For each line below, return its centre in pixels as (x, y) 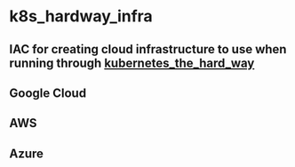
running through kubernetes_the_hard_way (132, 63)
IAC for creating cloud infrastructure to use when (148, 49)
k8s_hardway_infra (81, 16)
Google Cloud (48, 93)
